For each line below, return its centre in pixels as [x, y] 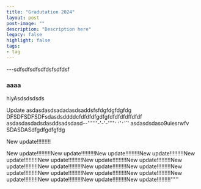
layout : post [23, 18]
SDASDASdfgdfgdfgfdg [36, 130]
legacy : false [24, 35]
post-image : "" [26, 23]
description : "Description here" [49, 29]
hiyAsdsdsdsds [25, 98]
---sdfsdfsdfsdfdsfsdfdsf [38, 69]
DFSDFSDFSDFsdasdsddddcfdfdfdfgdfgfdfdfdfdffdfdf [74, 117]
